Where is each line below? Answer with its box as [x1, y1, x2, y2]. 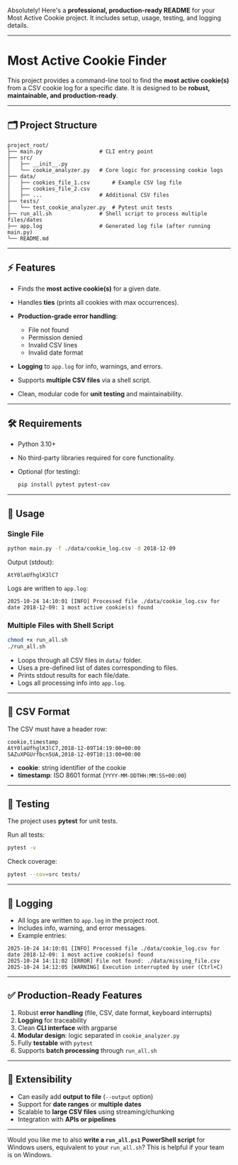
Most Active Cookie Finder [7, 53, 167, 69]
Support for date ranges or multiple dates [17, 1100, 142, 1108]
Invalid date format [28, 348, 84, 357]
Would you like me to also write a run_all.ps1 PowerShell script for [7, 1135, 205, 1144]
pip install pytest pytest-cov [17, 481, 110, 489]
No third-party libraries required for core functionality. [17, 454, 176, 462]
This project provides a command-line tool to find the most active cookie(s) [7, 76, 229, 85]
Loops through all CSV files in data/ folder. [17, 656, 142, 664]
